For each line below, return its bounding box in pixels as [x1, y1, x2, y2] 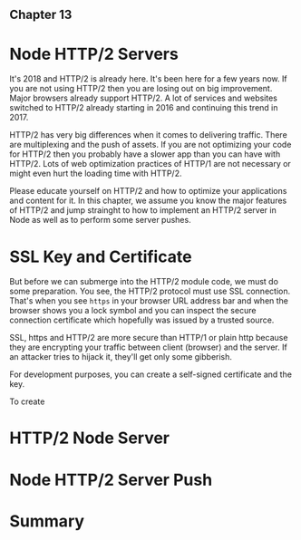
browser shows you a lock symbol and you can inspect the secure [9, 305, 257, 316]
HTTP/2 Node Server [9, 428, 170, 448]
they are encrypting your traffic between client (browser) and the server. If [9, 342, 287, 352]
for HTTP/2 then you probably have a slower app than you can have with [9, 149, 281, 159]
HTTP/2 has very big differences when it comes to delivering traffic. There [9, 130, 287, 140]
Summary [9, 511, 84, 531]
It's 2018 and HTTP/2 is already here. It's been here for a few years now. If [9, 73, 287, 84]
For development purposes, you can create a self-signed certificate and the [9, 369, 293, 380]
